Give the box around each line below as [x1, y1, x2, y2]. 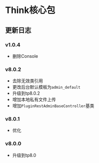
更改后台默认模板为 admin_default [12, 84, 81, 90]
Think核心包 [5, 4, 55, 16]
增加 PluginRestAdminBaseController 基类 [12, 103, 95, 109]
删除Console [12, 53, 39, 59]
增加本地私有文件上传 [12, 97, 56, 103]
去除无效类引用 [12, 78, 43, 84]
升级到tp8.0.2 [12, 90, 41, 96]
